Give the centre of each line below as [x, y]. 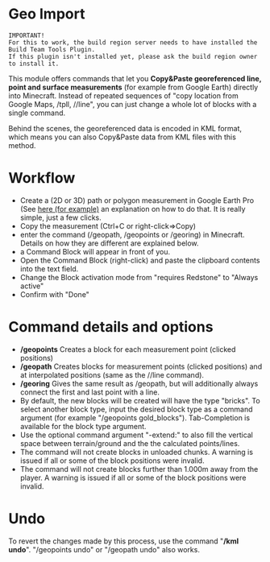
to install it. [34, 64]
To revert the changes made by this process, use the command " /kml [124, 541]
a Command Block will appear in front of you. [95, 251]
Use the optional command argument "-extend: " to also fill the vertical [137, 435]
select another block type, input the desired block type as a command [136, 409]
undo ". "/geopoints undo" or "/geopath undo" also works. [104, 549]
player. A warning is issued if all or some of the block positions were [133, 477]
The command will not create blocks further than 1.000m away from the [139, 469]
